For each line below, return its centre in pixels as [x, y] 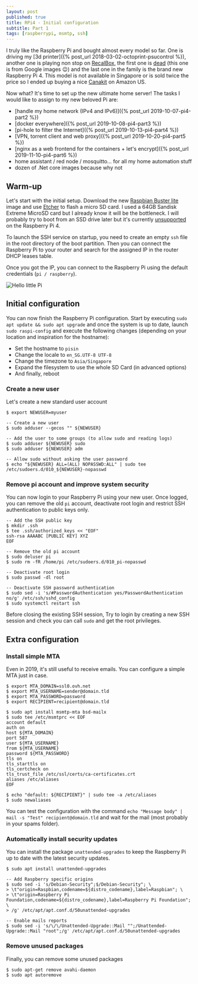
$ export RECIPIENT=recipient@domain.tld [58, 702]
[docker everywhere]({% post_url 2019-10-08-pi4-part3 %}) [88, 124]
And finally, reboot [37, 373]
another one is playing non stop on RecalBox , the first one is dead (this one [97, 63]
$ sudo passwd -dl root [35, 578]
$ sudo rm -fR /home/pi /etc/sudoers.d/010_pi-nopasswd [76, 562]
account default [26, 722]
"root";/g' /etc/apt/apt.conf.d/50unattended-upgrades [112, 931]
